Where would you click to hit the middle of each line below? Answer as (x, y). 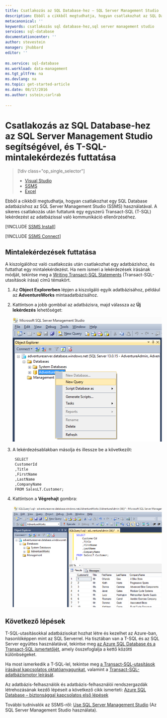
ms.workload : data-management (37, 68)
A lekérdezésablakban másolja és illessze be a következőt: (72, 449)
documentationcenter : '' (31, 37)
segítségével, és (40, 147)
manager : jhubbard (24, 47)
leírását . (46, 675)
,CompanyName (28, 484)
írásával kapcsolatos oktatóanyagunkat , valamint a (57, 669)
